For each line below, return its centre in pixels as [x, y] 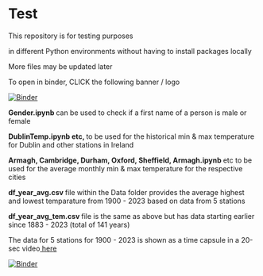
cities [17, 177]
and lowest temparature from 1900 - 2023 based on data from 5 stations [127, 201]
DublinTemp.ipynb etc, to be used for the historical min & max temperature [131, 136]
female [19, 121]
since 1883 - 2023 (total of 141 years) [69, 224]
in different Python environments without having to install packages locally [130, 51]
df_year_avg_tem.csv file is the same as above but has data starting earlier [131, 216]
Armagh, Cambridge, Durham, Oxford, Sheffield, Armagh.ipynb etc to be [130, 160]
